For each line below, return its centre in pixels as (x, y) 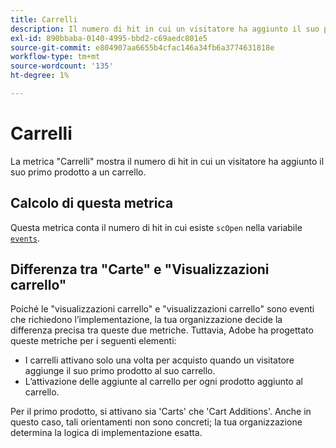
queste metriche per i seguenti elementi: (93, 341)
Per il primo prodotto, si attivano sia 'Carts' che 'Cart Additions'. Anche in (161, 412)
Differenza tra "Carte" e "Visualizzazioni (140, 269)
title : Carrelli (44, 19)
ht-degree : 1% (40, 76)
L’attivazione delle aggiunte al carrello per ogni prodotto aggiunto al (163, 382)
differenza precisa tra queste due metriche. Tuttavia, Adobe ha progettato (162, 330)
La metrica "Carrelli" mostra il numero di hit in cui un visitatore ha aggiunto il (167, 161)
